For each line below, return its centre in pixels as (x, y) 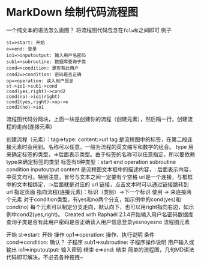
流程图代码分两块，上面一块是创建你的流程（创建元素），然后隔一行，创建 (97, 119)
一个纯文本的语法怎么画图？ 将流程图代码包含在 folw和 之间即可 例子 (89, 30)
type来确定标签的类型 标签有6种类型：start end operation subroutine (91, 162)
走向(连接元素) (34, 126)
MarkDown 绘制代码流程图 (72, 12)
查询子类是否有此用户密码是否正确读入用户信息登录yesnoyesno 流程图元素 (98, 222)
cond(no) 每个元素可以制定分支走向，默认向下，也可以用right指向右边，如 (97, 207)
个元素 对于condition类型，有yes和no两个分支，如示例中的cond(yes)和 (94, 199)
